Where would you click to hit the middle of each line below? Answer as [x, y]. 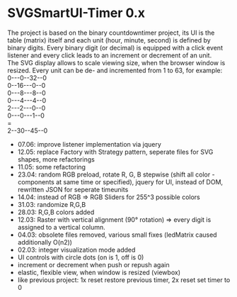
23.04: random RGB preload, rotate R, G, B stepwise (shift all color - [116, 174]
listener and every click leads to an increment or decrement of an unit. [110, 55]
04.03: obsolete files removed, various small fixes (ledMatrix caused [117, 235]
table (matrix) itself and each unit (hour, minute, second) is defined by [109, 40]
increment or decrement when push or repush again [93, 264]
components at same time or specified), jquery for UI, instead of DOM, [120, 181]
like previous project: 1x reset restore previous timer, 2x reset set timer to [124, 280]
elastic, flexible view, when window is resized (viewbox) [99, 272]
